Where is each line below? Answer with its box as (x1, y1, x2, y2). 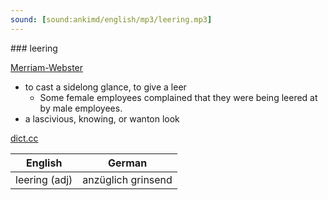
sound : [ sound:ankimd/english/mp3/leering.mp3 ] (10, 14, 213, 25)
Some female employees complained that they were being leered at (39, 91, 318, 103)
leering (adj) (15, 172, 73, 186)
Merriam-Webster (10, 61, 84, 73)
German (108, 156, 148, 170)
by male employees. (39, 102, 123, 114)
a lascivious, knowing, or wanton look (24, 112, 180, 125)
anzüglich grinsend (82, 172, 173, 186)
